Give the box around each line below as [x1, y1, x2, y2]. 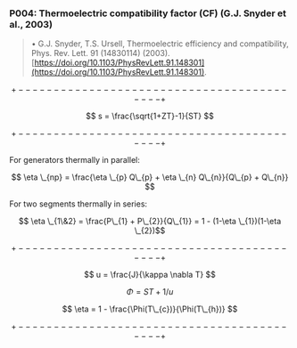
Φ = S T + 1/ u [126, 287, 174, 297]
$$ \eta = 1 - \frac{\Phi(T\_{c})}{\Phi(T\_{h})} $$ [62, 303, 238, 314]
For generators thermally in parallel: [9, 155, 141, 166]
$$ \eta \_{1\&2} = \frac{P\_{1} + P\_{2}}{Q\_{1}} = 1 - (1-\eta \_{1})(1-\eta [18, 216, 282, 227]
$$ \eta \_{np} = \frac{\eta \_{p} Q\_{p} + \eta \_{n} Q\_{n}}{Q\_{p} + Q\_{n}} [11, 172, 289, 182]
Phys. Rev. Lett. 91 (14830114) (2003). [30, 48, 171, 59]
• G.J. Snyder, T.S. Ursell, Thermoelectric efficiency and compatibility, [30, 38, 289, 49]
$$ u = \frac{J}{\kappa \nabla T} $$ [83, 270, 217, 280]
